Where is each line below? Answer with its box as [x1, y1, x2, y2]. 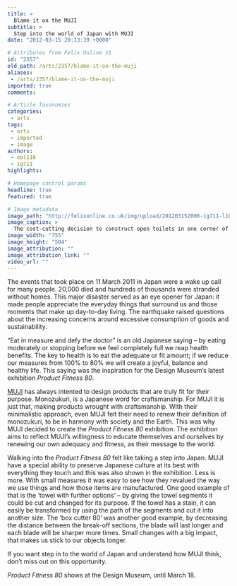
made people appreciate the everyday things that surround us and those [7, 300, 218, 309]
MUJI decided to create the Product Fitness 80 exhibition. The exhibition [7, 425, 218, 433]
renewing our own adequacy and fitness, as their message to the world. [7, 440, 216, 448]
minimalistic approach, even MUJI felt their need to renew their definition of [7, 410, 227, 419]
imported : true [7, 82, 52, 89]
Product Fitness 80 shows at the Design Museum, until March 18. [7, 571, 196, 580]
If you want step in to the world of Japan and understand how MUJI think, [7, 550, 221, 558]
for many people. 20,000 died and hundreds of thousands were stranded [7, 285, 220, 294]
